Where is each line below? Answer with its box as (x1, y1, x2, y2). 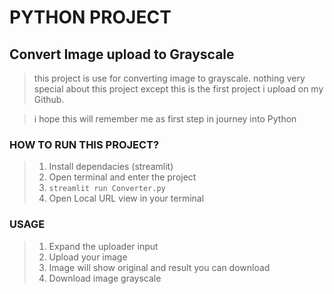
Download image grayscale (48, 272, 162, 284)
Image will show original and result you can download (48, 261, 271, 273)
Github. (33, 94, 65, 105)
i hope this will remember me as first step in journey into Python (33, 113, 297, 125)
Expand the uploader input (48, 240, 159, 252)
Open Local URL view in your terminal (48, 192, 205, 205)
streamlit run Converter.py (48, 184, 166, 194)
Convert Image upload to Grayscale (9, 46, 235, 63)
